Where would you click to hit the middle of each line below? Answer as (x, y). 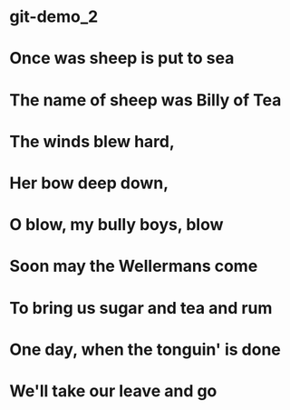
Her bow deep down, (89, 183)
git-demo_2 (54, 17)
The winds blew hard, (92, 141)
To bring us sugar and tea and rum (141, 308)
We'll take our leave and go (113, 390)
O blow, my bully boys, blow (116, 225)
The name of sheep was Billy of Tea (145, 100)
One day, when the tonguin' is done (145, 350)
